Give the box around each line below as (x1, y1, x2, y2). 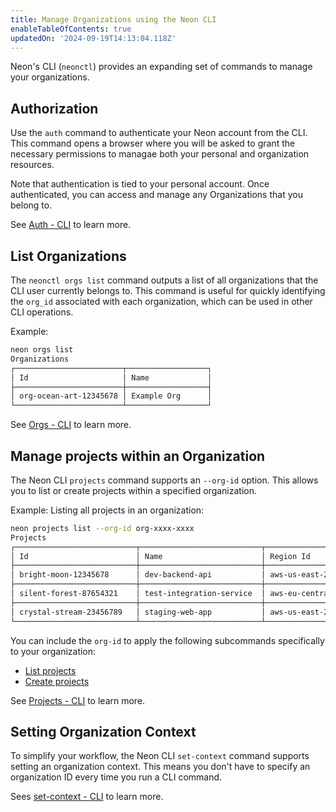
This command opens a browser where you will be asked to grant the (10, 137, 296, 150)
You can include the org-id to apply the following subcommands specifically (10, 634, 325, 646)
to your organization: (10, 645, 97, 657)
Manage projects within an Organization (10, 447, 266, 465)
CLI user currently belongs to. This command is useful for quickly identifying (10, 285, 326, 296)
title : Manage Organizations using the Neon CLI (10, 14, 217, 25)
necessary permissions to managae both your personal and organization (10, 148, 310, 160)
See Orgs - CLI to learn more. (10, 419, 132, 431)
